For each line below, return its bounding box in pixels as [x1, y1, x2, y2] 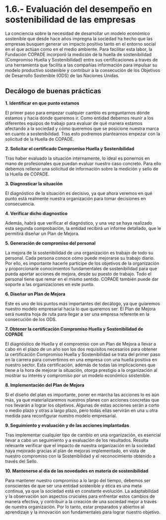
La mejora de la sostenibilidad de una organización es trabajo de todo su [5, 249, 154, 256]
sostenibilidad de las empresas [5, 14, 136, 25]
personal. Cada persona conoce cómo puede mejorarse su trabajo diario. [5, 255, 155, 261]
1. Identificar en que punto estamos [5, 100, 79, 106]
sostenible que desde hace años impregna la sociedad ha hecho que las [5, 36, 153, 42]
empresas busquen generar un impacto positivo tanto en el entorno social [5, 41, 156, 47]
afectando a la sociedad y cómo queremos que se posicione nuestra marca [5, 125, 159, 131]
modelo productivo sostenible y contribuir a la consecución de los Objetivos [5, 67, 161, 73]
